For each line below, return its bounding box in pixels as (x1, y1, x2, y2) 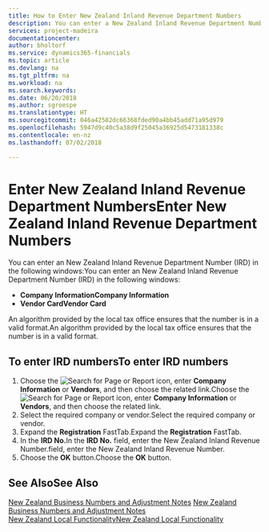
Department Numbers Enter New (8, 197, 227, 215)
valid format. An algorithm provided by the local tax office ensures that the (8, 323, 252, 333)
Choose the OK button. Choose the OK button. (19, 453, 172, 462)
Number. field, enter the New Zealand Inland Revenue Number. (19, 445, 226, 454)
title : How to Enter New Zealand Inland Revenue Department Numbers (8, 11, 242, 20)
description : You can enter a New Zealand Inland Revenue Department (8, 19, 246, 27)
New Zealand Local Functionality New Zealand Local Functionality (8, 514, 224, 524)
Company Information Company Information (19, 290, 170, 300)
